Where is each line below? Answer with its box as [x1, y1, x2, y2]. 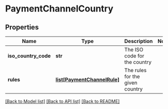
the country [124, 58, 151, 65]
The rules [124, 67, 146, 73]
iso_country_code [7, 52, 51, 59]
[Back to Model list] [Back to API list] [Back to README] [5, 98, 120, 104]
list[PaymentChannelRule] [55, 76, 120, 83]
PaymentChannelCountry [5, 3, 113, 14]
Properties [5, 23, 39, 31]
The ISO [124, 46, 143, 53]
